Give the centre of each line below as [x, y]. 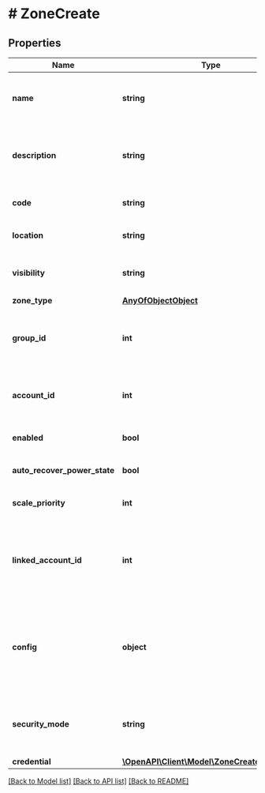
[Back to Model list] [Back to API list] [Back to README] [99, 781]
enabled [28, 438]
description [34, 155]
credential [32, 761]
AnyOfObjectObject [160, 301]
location [28, 235]
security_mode [41, 724]
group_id [29, 338]
